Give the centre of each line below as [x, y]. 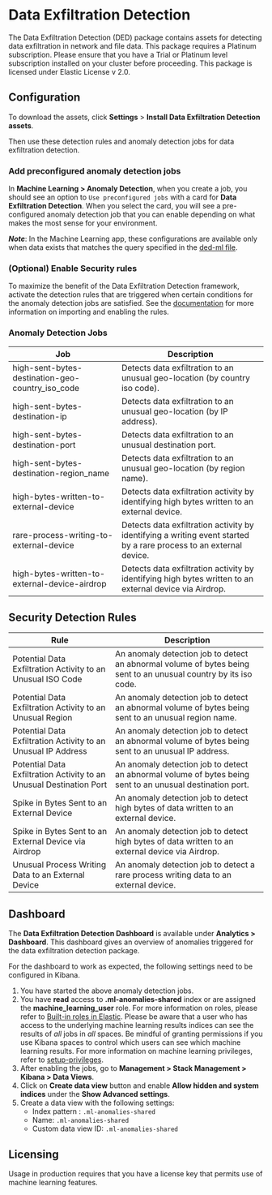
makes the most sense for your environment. [83, 223]
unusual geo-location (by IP [174, 411]
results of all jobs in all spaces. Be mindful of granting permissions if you [141, 1034]
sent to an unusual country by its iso [183, 674]
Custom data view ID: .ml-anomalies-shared [105, 1128]
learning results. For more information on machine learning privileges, [136, 1051]
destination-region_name [61, 473]
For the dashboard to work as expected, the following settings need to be [131, 966]
